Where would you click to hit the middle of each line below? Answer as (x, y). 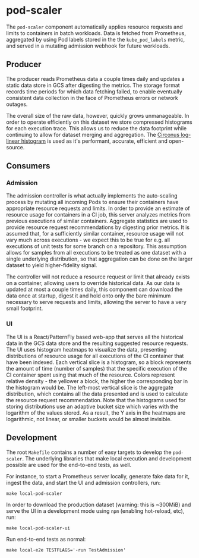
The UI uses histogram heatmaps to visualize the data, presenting (86, 349)
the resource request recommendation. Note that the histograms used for (96, 400)
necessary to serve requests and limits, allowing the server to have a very (97, 302)
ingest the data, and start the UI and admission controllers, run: (83, 482)
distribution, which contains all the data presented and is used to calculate (97, 394)
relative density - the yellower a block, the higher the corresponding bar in (97, 381)
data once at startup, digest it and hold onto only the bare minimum (89, 296)
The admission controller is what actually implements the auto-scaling (92, 196)
